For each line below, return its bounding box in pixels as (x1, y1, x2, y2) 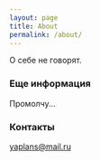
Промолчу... (9, 98, 56, 109)
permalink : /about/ (9, 30, 83, 39)
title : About (9, 22, 59, 31)
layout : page (9, 13, 59, 23)
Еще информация (9, 78, 92, 90)
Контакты (9, 120, 56, 133)
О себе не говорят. (9, 55, 83, 66)
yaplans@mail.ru (9, 141, 72, 152)
